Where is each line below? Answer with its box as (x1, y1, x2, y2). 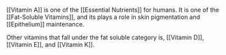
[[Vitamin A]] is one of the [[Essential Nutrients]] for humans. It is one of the (6, 6, 220, 14)
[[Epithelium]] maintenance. (6, 20, 85, 28)
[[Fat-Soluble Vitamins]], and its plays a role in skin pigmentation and (6, 13, 201, 21)
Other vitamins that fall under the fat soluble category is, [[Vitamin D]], (6, 33, 204, 41)
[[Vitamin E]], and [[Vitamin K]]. (6, 41, 95, 48)
